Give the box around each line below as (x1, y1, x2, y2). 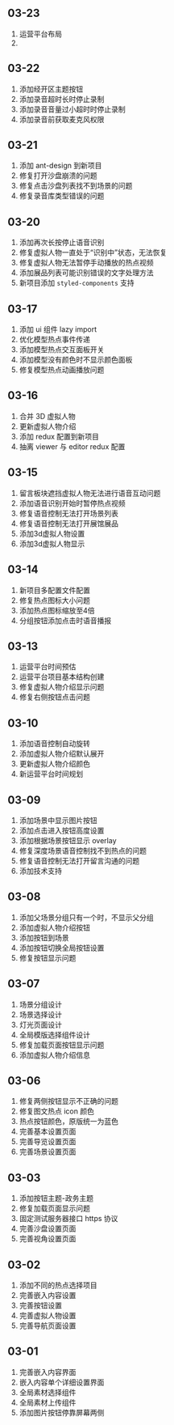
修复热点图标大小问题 (19, 595, 90, 605)
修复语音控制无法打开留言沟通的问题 (19, 855, 140, 865)
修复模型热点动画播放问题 (19, 365, 105, 375)
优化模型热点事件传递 (19, 335, 90, 345)
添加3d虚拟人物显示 (19, 538, 85, 549)
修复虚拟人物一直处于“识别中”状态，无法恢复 (19, 248, 168, 257)
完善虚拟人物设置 (19, 1311, 77, 1320)
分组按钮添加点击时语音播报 (19, 615, 112, 626)
